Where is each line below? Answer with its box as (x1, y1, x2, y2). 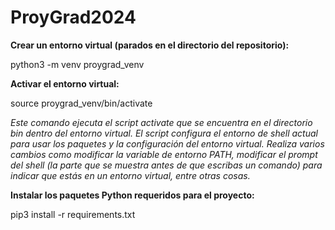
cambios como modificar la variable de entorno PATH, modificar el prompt (10, 148, 318, 160)
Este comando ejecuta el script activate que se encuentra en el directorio (10, 116, 313, 128)
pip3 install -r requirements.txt (10, 208, 136, 220)
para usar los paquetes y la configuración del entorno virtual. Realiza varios (10, 137, 325, 150)
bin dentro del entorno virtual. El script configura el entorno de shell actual (10, 127, 318, 139)
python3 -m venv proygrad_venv (10, 58, 145, 70)
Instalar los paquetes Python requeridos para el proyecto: (10, 189, 255, 201)
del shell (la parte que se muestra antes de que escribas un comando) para (10, 159, 323, 171)
